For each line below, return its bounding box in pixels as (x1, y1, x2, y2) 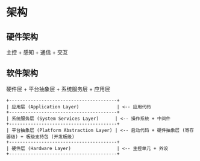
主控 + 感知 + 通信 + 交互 (6, 49, 68, 56)
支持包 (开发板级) (35, 134, 75, 140)
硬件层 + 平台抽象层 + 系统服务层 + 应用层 (6, 85, 110, 93)
